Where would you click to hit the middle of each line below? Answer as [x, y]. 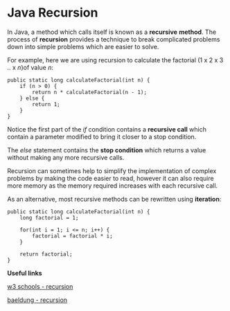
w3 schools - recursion [40, 286]
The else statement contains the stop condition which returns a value [107, 150]
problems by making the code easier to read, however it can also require [110, 178]
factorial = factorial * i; [72, 236]
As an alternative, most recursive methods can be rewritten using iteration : [114, 199]
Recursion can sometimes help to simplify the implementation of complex [112, 170]
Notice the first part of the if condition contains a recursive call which [107, 129]
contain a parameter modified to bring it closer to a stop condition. [102, 136]
